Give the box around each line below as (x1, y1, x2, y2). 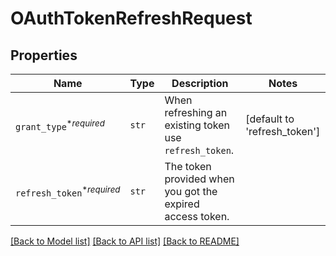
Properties (10, 47, 78, 64)
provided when (164, 172, 235, 186)
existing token (164, 118, 230, 132)
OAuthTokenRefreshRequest (10, 7, 253, 30)
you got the (164, 185, 218, 198)
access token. (164, 210, 230, 223)
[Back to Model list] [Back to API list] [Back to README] (10, 235, 240, 247)
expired (164, 197, 200, 211)
